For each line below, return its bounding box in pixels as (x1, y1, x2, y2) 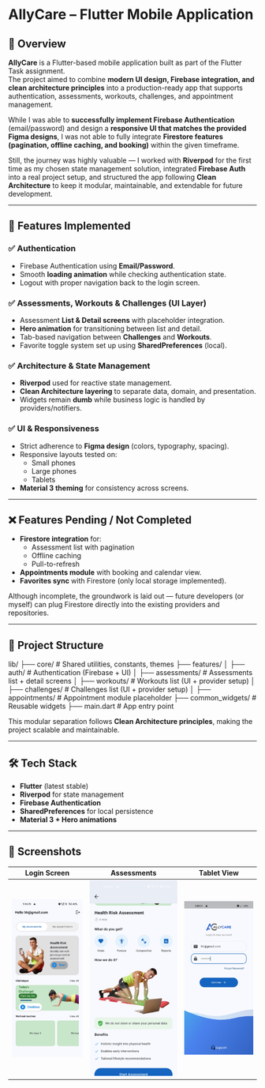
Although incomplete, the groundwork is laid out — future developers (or (8, 591, 244, 601)
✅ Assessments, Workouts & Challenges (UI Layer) (8, 298, 207, 309)
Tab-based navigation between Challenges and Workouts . (19, 332, 212, 341)
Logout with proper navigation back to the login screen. (19, 278, 200, 287)
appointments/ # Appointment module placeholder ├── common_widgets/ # (8, 693, 257, 703)
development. (8, 189, 53, 198)
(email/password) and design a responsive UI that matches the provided (8, 124, 247, 133)
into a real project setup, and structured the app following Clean (8, 172, 217, 182)
